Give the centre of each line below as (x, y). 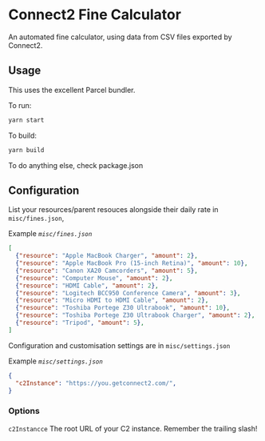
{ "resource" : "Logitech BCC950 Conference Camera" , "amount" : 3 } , (128, 293)
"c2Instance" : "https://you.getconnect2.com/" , (96, 383)
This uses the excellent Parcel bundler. (72, 90)
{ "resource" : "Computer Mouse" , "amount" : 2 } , (94, 278)
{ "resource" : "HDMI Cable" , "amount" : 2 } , (87, 286)
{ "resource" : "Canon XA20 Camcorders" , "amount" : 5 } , (107, 271)
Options (24, 411)
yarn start (26, 120)
